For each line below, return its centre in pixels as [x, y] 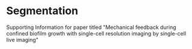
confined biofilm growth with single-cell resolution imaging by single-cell [96, 33]
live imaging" [22, 40]
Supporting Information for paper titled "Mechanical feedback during [91, 27]
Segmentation [42, 11]
